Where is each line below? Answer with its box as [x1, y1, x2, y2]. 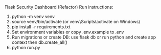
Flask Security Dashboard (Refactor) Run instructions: [4, 4, 114, 10]
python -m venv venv [11, 14, 55, 19]
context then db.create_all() [11, 39, 68, 45]
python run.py [11, 45, 40, 50]
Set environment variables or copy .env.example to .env [11, 29, 124, 35]
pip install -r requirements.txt [11, 24, 70, 30]
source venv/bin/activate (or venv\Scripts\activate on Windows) [11, 19, 140, 24]
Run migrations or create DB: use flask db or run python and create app [11, 34, 156, 40]
